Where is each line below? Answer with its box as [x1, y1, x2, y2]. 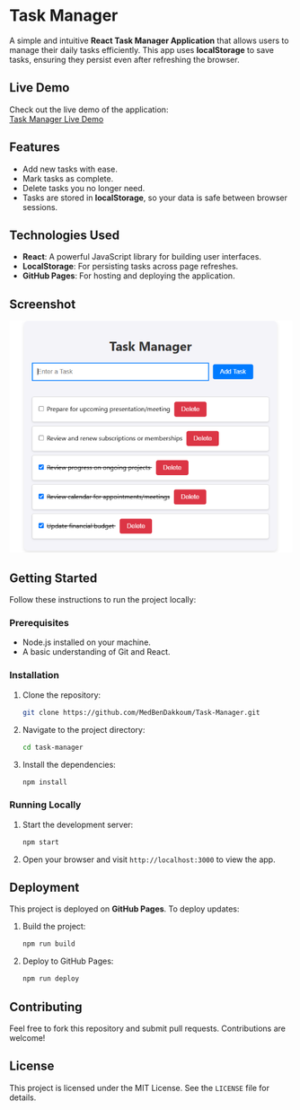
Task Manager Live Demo [9, 113, 104, 124]
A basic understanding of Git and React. [22, 647, 171, 657]
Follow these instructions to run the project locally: [9, 595, 197, 605]
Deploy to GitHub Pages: [22, 956, 114, 966]
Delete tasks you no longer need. [22, 182, 146, 193]
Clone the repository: [22, 689, 101, 700]
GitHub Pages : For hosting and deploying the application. [22, 270, 235, 281]
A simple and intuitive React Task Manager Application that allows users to [9, 35, 289, 46]
